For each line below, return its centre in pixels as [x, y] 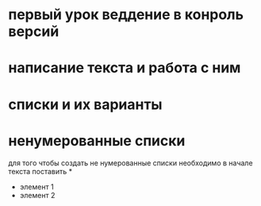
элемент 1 [36, 187]
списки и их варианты [85, 104]
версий [34, 31]
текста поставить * [40, 171]
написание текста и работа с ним [125, 68]
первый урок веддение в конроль [126, 15]
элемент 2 [37, 195]
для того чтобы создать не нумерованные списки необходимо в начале [130, 163]
